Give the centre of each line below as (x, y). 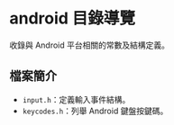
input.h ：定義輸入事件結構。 (76, 99)
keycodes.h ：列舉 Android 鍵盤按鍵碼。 (95, 111)
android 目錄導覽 (73, 18)
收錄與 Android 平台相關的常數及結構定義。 (89, 45)
